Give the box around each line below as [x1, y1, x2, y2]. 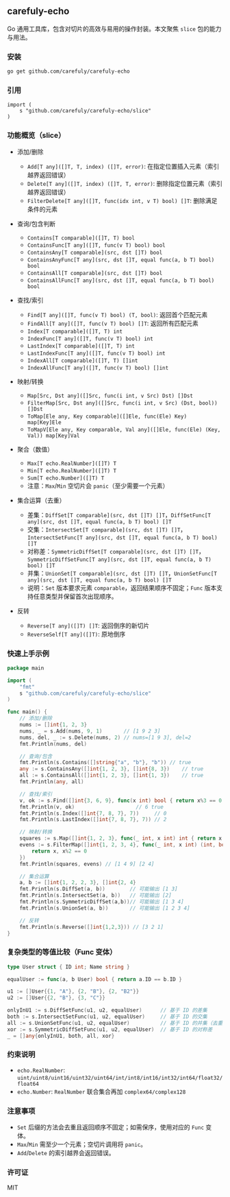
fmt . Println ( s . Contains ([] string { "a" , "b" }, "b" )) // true [19, 759, 192, 766]
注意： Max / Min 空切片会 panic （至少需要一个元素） [27, 482, 169, 490]
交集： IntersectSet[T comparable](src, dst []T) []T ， [27, 525, 187, 534]
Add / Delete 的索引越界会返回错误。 [16, 1149, 115, 1157]
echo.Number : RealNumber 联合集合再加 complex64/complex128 [16, 1087, 186, 1095]
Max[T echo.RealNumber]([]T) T [27, 460, 117, 467]
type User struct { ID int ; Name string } [7, 963, 130, 970]
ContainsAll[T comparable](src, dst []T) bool [27, 270, 163, 276]
